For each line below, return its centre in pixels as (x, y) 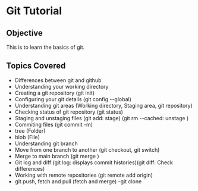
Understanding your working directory (62, 86)
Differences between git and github (58, 80)
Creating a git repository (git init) (55, 93)
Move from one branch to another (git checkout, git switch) (87, 149)
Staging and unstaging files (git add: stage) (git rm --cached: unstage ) (102, 118)
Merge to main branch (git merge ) (57, 156)
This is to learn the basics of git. (45, 47)
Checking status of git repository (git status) (69, 112)
